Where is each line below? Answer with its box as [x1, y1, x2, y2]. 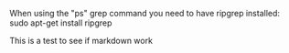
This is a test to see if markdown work [9, 36, 154, 46]
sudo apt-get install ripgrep [9, 17, 112, 28]
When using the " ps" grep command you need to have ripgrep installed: [9, 8, 281, 18]
